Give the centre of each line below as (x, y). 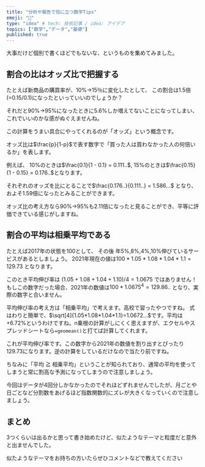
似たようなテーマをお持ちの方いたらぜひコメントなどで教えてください (95, 458)
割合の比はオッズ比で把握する (63, 74)
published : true (27, 35)
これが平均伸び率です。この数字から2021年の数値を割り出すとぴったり (95, 344)
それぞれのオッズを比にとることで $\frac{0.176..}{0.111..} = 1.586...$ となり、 (102, 185)
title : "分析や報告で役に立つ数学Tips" (51, 12)
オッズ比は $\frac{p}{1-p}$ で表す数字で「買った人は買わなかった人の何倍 (99, 144)
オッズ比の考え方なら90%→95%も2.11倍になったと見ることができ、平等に (100, 206)
